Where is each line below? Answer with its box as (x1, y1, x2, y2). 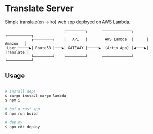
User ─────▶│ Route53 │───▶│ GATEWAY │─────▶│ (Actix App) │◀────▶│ (7, 45, 149, 50)
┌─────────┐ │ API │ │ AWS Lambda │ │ (31, 37, 149, 42)
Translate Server (5, 3, 74, 14)
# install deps (5, 89, 36, 94)
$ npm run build (5, 111, 38, 116)
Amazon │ (5, 41, 27, 46)
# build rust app (5, 107, 40, 112)
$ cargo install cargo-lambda (5, 93, 67, 98)
